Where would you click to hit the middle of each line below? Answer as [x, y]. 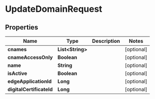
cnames [17, 49]
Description [106, 41]
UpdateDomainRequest [54, 9]
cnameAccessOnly [30, 57]
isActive [17, 73]
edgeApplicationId [30, 81]
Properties [22, 27]
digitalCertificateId [30, 89]
